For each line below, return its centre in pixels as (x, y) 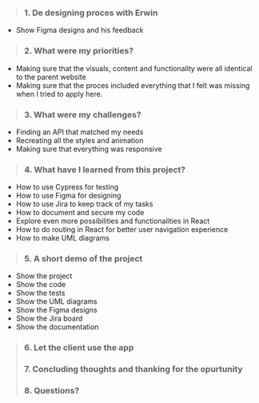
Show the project (44, 276)
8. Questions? (52, 391)
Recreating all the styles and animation (80, 140)
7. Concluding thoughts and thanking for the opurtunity (133, 369)
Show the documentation (57, 327)
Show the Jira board (49, 318)
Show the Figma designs (56, 310)
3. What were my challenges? (82, 114)
